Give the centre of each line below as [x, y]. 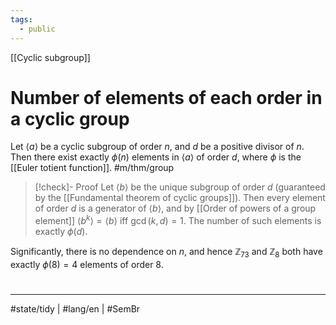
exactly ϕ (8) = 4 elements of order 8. [87, 264]
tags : [21, 19]
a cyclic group [70, 118]
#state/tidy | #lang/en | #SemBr [75, 309]
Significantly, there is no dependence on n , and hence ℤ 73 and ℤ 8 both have [166, 253]
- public [37, 29]
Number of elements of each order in [166, 97]
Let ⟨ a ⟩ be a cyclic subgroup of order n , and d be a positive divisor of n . [157, 147]
